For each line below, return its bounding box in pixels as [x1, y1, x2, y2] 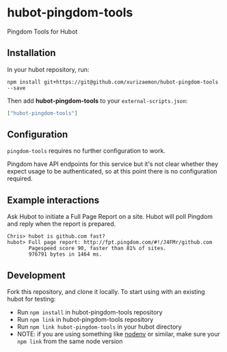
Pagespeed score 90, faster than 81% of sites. [28, 245, 167, 252]
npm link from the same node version [16, 337, 123, 346]
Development [7, 269, 66, 281]
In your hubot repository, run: [7, 65, 90, 73]
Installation [7, 47, 56, 59]
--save [7, 84, 26, 92]
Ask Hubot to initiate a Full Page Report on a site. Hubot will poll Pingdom [7, 213, 213, 221]
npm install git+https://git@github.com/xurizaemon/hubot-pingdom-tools [7, 79, 219, 85]
